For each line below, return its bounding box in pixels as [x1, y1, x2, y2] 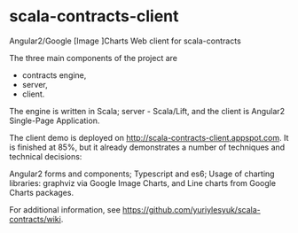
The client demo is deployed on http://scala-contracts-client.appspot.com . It [9, 132, 289, 143]
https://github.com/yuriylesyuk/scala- [122, 204, 261, 214]
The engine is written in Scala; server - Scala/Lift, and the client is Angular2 [9, 105, 286, 116]
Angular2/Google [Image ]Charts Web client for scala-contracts [9, 35, 241, 46]
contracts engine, [21, 69, 87, 81]
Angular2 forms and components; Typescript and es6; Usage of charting [9, 168, 275, 179]
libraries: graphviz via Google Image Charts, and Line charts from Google [9, 177, 277, 188]
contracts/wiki [9, 214, 62, 224]
